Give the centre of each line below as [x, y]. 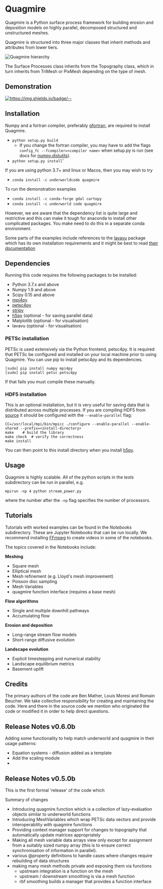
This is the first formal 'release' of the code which [55, 790]
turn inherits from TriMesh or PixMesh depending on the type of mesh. [76, 71]
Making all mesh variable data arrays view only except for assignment [82, 840]
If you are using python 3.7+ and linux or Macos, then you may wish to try [79, 170]
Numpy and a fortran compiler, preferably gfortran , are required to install [78, 125]
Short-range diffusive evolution [43, 640]
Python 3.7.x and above [36, 284]
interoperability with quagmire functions [52, 825]
